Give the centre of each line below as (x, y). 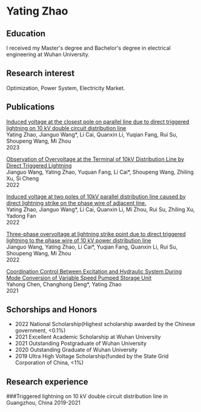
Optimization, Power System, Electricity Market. (66, 88)
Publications (31, 107)
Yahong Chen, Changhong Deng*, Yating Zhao (64, 284)
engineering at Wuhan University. (48, 54)
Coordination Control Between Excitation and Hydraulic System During (94, 271)
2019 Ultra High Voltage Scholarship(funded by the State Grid (92, 356)
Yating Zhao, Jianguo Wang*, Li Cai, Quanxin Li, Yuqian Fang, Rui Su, (92, 134)
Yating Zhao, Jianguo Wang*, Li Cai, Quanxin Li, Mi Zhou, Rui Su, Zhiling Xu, (100, 209)
